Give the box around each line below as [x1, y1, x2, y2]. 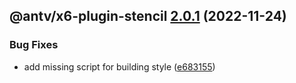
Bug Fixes [9, 38, 59, 52]
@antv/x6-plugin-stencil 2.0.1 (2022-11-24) [9, 8, 287, 25]
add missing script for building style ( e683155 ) [23, 60, 216, 73]
